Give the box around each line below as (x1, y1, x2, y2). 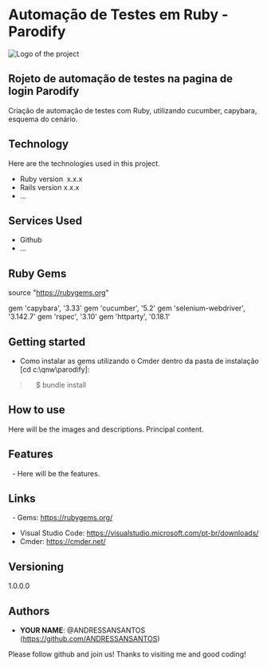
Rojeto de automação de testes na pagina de (8, 72, 234, 85)
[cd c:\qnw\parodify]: (19, 365, 90, 374)
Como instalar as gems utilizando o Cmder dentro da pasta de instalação (19, 357, 259, 365)
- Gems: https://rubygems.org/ (11, 513, 113, 523)
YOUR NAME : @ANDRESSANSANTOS (19, 626, 146, 635)
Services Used (8, 214, 82, 227)
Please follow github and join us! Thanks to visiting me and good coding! (8, 649, 246, 659)
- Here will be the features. (11, 468, 100, 478)
